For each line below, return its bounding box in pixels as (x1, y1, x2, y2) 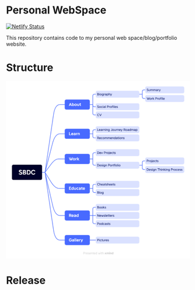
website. (6, 40, 27, 47)
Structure (6, 61, 54, 74)
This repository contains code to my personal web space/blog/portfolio (6, 34, 177, 41)
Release (6, 274, 46, 287)
